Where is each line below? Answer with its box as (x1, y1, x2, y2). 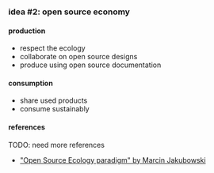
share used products (19, 96, 88, 105)
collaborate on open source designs (19, 52, 138, 62)
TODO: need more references (8, 140, 105, 149)
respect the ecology (19, 43, 86, 53)
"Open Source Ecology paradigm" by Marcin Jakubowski (19, 155, 206, 164)
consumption (8, 78, 53, 88)
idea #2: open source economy (8, 6, 131, 17)
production (8, 26, 46, 36)
